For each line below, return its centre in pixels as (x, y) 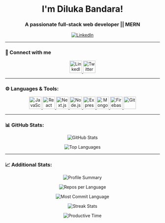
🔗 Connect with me (28, 53)
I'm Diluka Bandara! (82, 9)
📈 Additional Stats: (29, 165)
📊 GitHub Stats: (25, 125)
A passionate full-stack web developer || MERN (82, 25)
